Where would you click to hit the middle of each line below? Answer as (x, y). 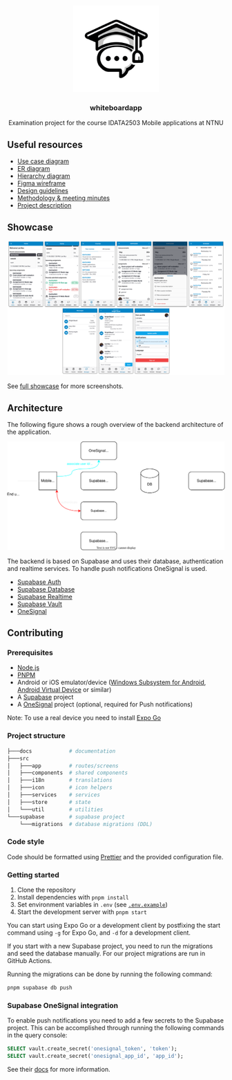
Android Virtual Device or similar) (64, 690)
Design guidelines (43, 191)
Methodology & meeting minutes (64, 198)
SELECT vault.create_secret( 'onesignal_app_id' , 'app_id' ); (96, 1056)
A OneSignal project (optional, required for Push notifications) (105, 704)
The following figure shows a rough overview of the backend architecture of (115, 425)
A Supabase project (45, 697)
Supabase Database (46, 589)
